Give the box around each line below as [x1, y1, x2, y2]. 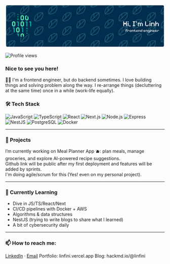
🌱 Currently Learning [5, 189, 58, 196]
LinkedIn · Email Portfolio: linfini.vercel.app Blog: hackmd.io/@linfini [5, 252, 146, 259]
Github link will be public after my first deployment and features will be [5, 161, 152, 167]
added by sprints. [5, 166, 42, 172]
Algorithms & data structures [12, 211, 72, 217]
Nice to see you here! [5, 65, 59, 72]
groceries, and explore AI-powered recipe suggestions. [5, 155, 120, 162]
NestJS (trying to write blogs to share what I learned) [12, 217, 123, 223]
